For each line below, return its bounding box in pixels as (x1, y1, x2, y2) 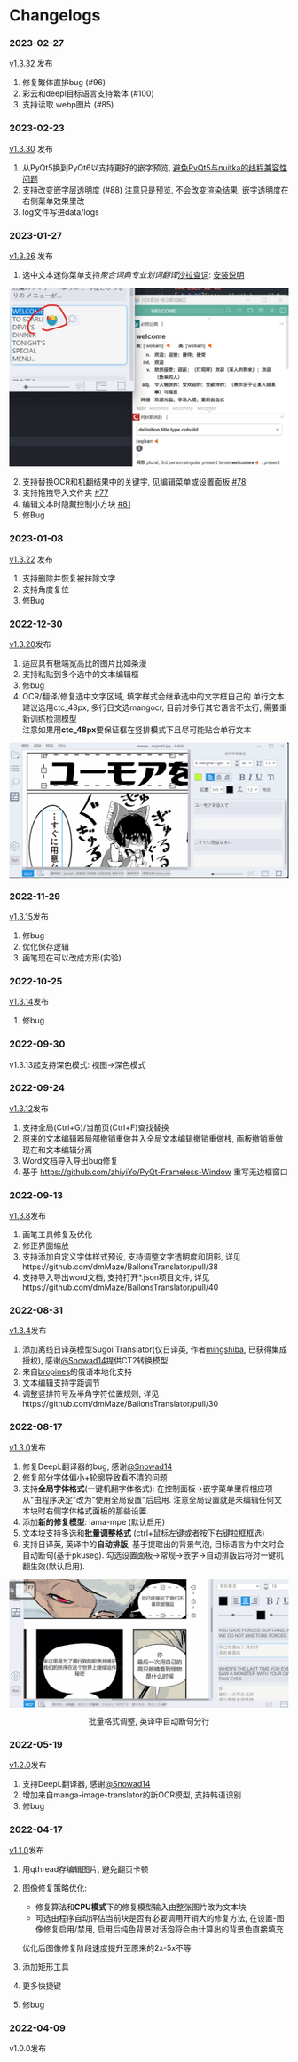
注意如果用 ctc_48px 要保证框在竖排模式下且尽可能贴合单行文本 (21, 724, 252, 735)
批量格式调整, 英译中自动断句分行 (88, 1716, 210, 1726)
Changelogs (9, 5, 101, 26)
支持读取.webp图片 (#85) (21, 99, 114, 110)
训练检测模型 (29, 714, 77, 724)
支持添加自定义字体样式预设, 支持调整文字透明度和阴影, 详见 (21, 1252, 241, 1262)
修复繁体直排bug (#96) (21, 77, 106, 88)
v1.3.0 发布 (9, 1442, 47, 1452)
